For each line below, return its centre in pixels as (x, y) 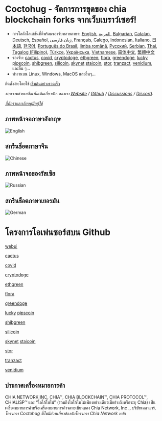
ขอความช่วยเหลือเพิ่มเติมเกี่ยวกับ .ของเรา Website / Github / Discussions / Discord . (79, 93)
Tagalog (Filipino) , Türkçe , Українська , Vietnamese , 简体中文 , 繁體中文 (83, 52)
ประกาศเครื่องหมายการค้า (35, 385)
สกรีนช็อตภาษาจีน (26, 146)
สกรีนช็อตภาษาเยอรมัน (32, 200)
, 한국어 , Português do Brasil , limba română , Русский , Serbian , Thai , (89, 46)
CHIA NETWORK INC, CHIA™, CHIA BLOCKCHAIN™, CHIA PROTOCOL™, (77, 397)
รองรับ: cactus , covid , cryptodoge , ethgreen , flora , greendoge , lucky (80, 57)
